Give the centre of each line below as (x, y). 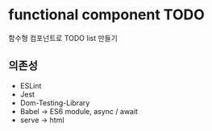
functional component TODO (107, 15)
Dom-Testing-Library (55, 103)
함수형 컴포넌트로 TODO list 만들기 (63, 38)
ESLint (31, 85)
